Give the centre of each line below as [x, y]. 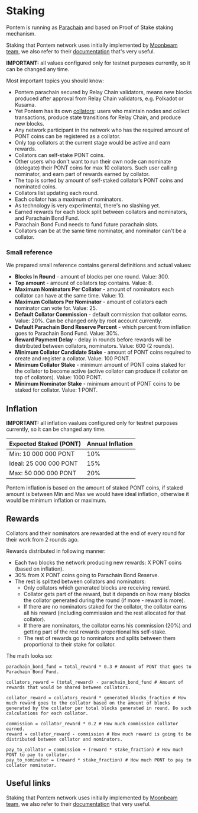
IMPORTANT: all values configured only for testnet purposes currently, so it [98, 63]
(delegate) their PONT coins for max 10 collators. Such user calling [96, 168]
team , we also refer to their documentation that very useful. [78, 804]
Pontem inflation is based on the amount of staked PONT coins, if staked [95, 488]
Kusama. [25, 104]
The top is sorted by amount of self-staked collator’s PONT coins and [99, 180]
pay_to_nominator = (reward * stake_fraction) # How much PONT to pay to [99, 760]
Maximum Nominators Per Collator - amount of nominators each [94, 289]
